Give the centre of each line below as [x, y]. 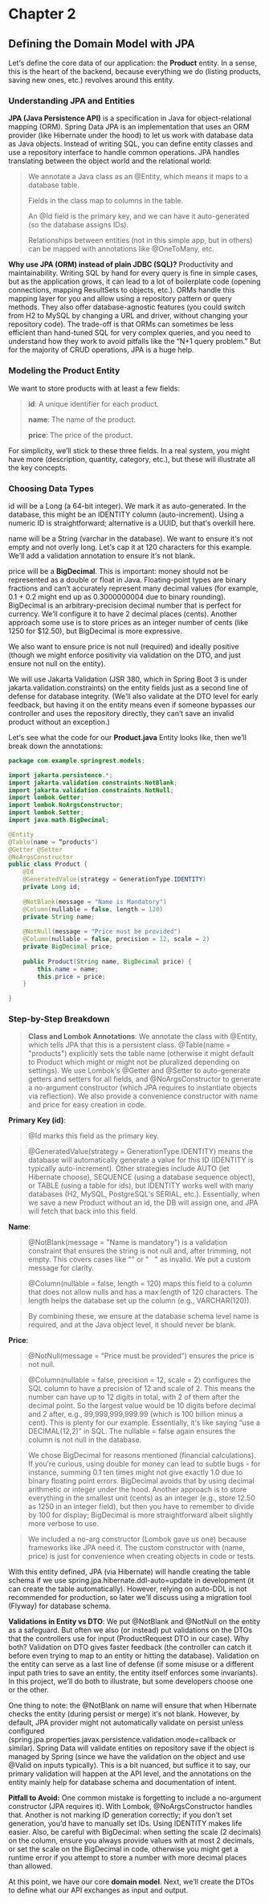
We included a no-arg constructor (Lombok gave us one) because [137, 1539]
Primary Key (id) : [37, 1120]
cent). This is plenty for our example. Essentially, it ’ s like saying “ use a [144, 1422]
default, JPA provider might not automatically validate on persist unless [126, 1723]
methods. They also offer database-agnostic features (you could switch [127, 307]
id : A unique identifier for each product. [93, 403]
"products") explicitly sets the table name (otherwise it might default [141, 1054]
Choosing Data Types [51, 489]
